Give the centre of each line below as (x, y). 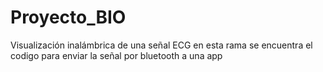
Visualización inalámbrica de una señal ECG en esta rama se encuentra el (161, 45)
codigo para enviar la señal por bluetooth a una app (116, 55)
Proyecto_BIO (68, 17)
